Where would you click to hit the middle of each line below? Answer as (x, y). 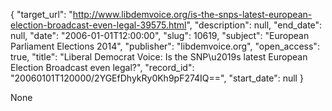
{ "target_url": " (41, 14)
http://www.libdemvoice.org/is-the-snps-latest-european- (192, 14)
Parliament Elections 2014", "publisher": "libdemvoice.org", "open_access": (165, 46)
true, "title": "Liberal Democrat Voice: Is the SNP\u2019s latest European (159, 57)
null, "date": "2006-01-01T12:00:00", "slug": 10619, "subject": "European (160, 35)
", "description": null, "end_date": (254, 25)
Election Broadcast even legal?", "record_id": (102, 67)
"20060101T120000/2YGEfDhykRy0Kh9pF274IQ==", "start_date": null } (157, 78)
